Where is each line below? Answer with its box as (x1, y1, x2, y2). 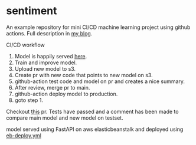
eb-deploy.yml (6, 131, 41, 139)
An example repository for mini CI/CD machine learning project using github (6, 24, 191, 31)
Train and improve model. (14, 59, 77, 66)
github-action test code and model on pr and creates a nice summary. (14, 78, 185, 85)
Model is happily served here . (14, 52, 87, 60)
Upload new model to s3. (14, 65, 76, 72)
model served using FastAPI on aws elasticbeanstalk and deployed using (6, 126, 184, 133)
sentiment (6, 4, 57, 18)
